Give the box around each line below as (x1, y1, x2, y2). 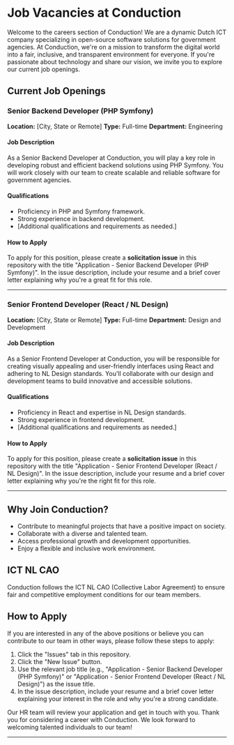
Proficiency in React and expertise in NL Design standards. (17, 408, 187, 416)
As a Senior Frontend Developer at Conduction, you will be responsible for (7, 354, 220, 363)
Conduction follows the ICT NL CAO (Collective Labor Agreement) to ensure (7, 582, 225, 591)
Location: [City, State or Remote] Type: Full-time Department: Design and (7, 315, 221, 324)
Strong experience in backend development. (17, 215, 145, 223)
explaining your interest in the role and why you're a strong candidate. (17, 694, 219, 702)
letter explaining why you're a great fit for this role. (7, 276, 153, 284)
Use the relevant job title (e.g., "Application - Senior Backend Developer (17, 665, 223, 673)
